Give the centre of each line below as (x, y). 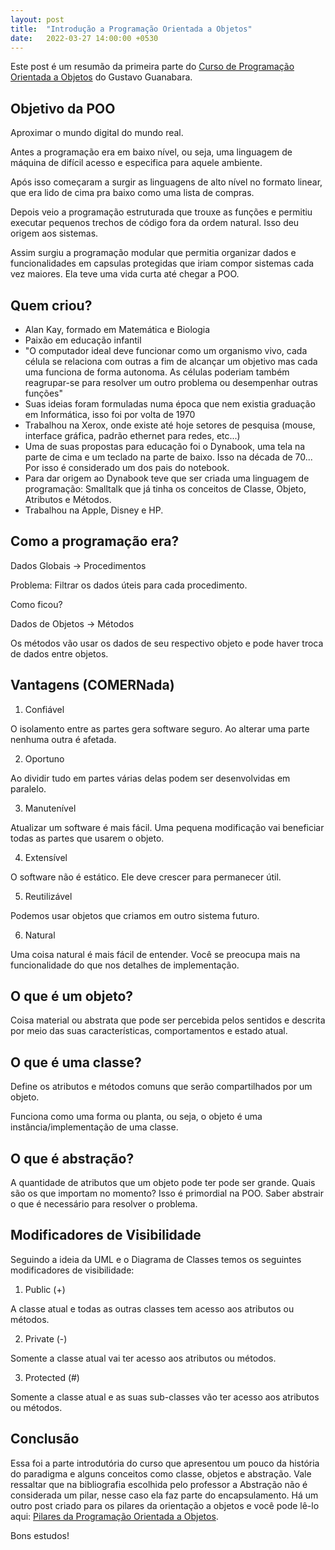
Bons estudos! (40, 1535)
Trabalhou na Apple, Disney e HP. (94, 510)
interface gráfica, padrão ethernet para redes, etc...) (132, 435)
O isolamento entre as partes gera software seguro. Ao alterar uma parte (160, 728)
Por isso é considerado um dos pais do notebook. (127, 467)
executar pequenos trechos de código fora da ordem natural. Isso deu (155, 223)
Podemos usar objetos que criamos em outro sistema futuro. (135, 915)
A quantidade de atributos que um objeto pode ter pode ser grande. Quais (163, 1183)
